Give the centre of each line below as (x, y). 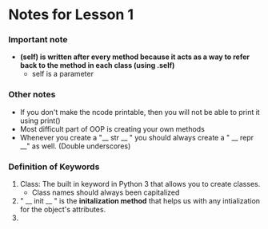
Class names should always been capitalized (106, 192)
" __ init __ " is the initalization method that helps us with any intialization (140, 201)
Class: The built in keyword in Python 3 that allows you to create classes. (140, 184)
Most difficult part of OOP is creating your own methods (112, 128)
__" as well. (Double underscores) (75, 146)
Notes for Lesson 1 (71, 15)
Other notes (32, 95)
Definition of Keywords (54, 167)
